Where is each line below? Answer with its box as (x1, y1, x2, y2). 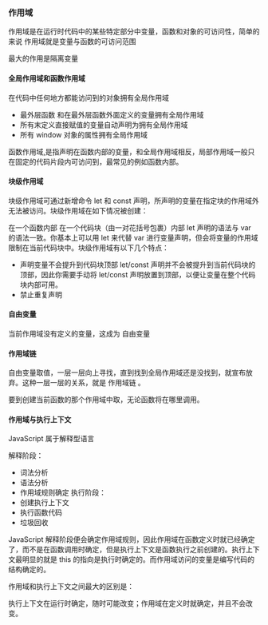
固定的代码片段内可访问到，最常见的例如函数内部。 (14, 157, 183, 166)
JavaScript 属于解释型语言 (8, 434, 95, 444)
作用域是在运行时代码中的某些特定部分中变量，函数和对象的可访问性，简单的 (8, 26, 260, 37)
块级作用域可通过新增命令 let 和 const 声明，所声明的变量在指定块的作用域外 (8, 196, 259, 205)
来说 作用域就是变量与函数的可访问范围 (8, 37, 136, 46)
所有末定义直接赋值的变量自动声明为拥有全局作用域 (19, 120, 188, 129)
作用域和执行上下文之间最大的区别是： (8, 582, 134, 591)
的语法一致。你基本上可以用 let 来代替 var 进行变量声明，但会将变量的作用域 (8, 233, 258, 242)
